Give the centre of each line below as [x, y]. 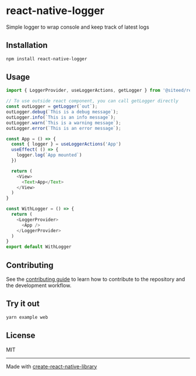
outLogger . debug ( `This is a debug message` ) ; [62, 112]
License [21, 335]
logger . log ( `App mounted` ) [49, 155]
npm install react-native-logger [47, 59]
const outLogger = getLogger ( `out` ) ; [52, 106]
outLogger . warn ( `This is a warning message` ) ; [64, 123]
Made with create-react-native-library [52, 366]
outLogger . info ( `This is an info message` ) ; [61, 117]
